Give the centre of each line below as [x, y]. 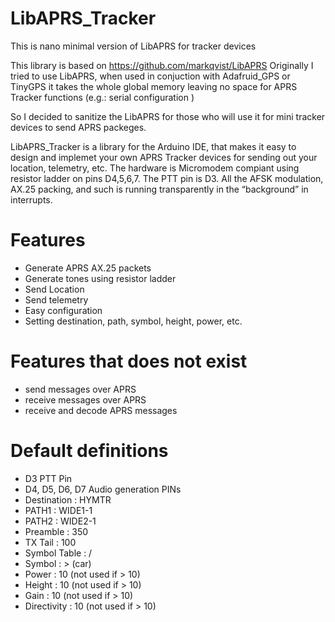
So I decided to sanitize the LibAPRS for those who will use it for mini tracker [168, 116]
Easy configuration [63, 310]
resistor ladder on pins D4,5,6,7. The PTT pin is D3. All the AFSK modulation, [167, 178]
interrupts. [31, 199]
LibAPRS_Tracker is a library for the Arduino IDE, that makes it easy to [153, 146]
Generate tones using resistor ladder [100, 278]
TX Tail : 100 [50, 542]
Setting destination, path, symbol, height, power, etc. [133, 321]
